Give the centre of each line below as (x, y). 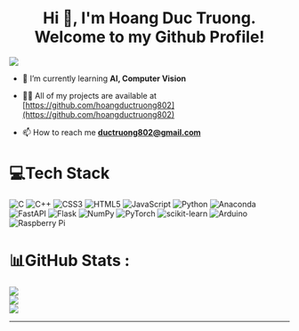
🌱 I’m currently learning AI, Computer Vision (104, 78)
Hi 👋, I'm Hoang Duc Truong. (149, 18)
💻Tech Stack (60, 174)
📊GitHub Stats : (70, 261)
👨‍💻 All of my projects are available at (89, 95)
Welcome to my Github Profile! (149, 37)
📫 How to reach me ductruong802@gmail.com (111, 132)
